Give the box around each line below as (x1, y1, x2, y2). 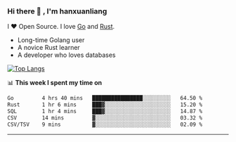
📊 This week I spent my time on (7, 79, 103, 87)
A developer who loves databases (17, 51, 116, 59)
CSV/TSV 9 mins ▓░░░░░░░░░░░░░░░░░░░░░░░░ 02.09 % (7, 121, 202, 128)
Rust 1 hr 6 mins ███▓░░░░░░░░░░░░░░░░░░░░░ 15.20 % (7, 101, 202, 108)
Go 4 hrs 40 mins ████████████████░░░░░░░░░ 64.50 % (7, 95, 202, 102)
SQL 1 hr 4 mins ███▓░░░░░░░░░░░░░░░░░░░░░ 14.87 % (7, 108, 202, 115)
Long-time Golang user (17, 36, 85, 44)
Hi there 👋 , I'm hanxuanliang (7, 6, 107, 16)
